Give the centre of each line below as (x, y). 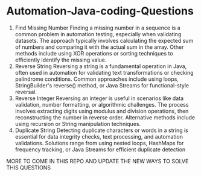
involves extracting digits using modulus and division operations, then (102, 111)
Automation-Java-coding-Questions (100, 11)
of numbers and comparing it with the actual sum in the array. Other (99, 47)
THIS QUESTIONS (29, 168)
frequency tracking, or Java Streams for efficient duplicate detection (100, 149)
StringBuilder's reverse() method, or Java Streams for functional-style (102, 85)
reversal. (26, 92)
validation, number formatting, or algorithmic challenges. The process (102, 104)
